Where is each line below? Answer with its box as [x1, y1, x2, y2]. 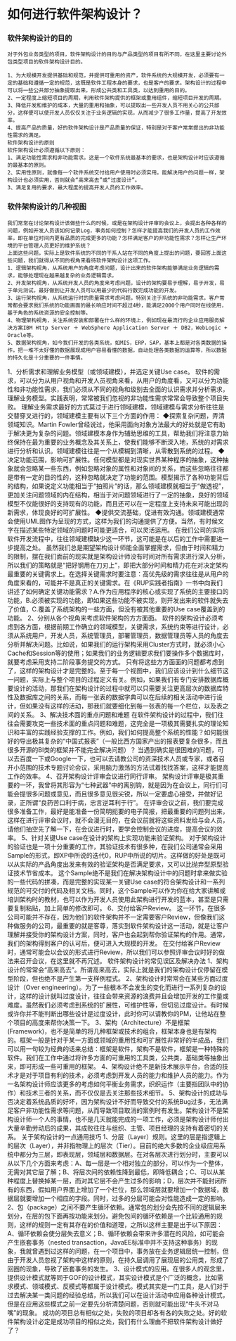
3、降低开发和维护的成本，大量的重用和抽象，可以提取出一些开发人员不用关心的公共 [7, 102, 214, 109]
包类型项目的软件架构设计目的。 [7, 58, 86, 65]
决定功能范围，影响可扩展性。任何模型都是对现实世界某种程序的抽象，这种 [7, 455, 223, 464]
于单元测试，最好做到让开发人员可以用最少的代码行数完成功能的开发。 [7, 286, 181, 294]
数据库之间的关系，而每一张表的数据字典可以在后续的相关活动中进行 [19, 692, 216, 701]
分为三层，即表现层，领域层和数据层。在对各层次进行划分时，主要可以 [25, 1150, 229, 1158]
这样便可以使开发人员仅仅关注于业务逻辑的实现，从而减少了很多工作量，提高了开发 [17, 110, 222, 117]
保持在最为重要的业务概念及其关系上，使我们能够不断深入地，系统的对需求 [13, 438, 229, 446]
